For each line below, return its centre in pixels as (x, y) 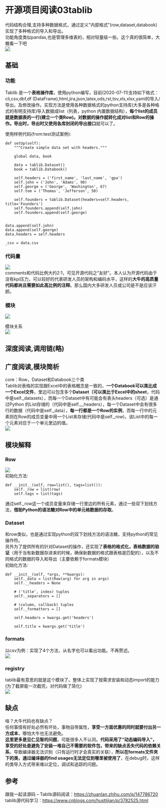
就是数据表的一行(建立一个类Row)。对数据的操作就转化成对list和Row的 (77, 117)
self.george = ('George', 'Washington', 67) (61, 187)
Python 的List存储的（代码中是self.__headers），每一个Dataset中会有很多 (83, 404)
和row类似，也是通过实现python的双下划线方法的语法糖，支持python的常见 (82, 534)
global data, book (33, 156)
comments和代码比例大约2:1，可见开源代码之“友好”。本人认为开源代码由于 (81, 273)
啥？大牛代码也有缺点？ (29, 721)
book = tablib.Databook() (41, 169)
